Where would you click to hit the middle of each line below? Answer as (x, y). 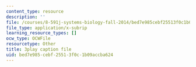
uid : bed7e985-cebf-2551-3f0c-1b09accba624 (60, 55)
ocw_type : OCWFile (28, 38)
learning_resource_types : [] (41, 33)
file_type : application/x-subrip (47, 28)
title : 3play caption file (39, 50)
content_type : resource (35, 11)
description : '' (26, 17)
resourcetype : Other (31, 44)
